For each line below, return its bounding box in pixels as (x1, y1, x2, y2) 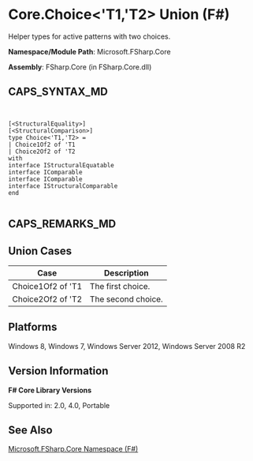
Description (103, 267, 149, 278)
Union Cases (8, 244, 73, 257)
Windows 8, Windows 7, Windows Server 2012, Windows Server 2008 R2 (8, 341, 246, 350)
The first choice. (89, 280, 151, 291)
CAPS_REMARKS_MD (8, 217, 117, 230)
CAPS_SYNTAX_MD (8, 85, 108, 99)
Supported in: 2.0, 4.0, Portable (8, 400, 110, 410)
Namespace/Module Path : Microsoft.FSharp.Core (8, 47, 171, 56)
